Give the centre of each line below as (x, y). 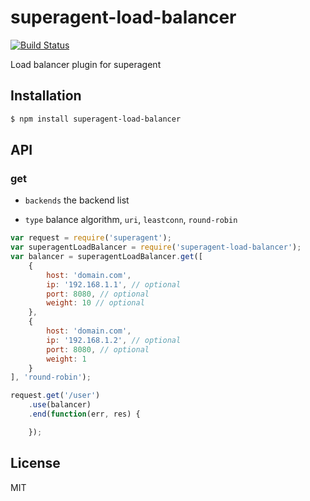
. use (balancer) (60, 405)
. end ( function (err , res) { (84, 414)
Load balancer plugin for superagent (86, 64)
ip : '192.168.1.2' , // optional (114, 340)
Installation (46, 96)
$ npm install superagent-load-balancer (96, 119)
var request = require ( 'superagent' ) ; (91, 238)
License (35, 463)
